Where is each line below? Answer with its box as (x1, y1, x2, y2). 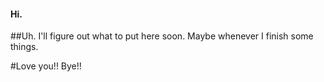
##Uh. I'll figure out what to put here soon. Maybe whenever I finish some (10, 30, 314, 42)
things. (10, 41, 39, 53)
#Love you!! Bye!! (10, 60, 82, 72)
